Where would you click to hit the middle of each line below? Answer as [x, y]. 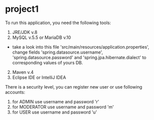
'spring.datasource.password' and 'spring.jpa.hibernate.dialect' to [79, 57]
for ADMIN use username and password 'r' [56, 101]
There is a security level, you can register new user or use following [74, 87]
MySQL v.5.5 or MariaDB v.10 [42, 37]
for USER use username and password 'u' [55, 112]
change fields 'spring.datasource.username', [58, 52]
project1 [22, 9]
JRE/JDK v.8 [25, 32]
